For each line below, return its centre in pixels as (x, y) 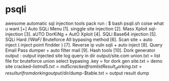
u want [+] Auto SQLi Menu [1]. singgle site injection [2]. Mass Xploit (76, 28)
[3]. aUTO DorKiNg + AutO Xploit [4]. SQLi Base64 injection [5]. (91, 34)
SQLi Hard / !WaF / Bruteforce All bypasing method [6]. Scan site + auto (79, 39)
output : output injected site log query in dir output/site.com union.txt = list (83, 55)
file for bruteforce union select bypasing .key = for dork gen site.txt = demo (84, 61)
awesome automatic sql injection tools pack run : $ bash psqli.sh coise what (85, 23)
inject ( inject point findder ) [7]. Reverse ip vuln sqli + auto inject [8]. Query (84, 45)
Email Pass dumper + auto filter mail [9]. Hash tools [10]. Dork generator (80, 50)
